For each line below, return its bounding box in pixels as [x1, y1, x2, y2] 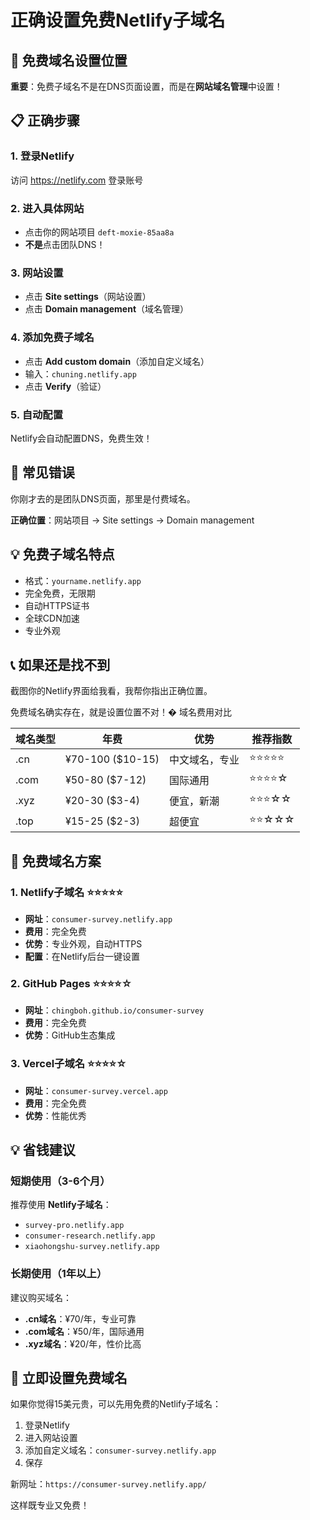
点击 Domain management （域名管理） [24, 303, 190, 315]
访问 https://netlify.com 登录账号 [10, 174, 144, 186]
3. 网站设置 [10, 266, 64, 280]
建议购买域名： [10, 1291, 72, 1303]
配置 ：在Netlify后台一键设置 [24, 951, 140, 962]
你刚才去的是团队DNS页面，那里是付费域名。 [10, 492, 196, 505]
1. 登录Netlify [10, 149, 75, 163]
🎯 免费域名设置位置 [10, 52, 128, 69]
